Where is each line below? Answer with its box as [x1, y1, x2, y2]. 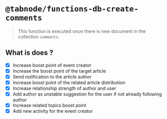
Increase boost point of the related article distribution [12, 79, 126, 86]
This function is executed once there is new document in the [17, 28, 146, 34]
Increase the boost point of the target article [12, 68, 107, 74]
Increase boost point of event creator [12, 62, 92, 68]
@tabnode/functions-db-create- [5, 4, 139, 14]
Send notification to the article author [12, 73, 92, 80]
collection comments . [17, 33, 60, 39]
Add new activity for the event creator [12, 108, 93, 114]
